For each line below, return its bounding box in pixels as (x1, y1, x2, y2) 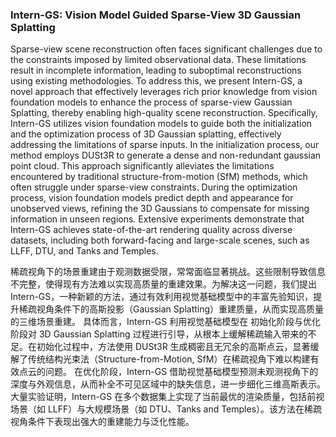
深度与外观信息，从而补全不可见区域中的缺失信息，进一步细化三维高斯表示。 (10, 378, 326, 390)
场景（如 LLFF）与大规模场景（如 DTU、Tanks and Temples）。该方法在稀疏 (10, 403, 323, 415)
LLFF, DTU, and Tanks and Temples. (10, 245, 159, 257)
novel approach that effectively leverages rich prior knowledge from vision (10, 86, 318, 98)
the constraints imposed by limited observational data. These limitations (10, 54, 307, 66)
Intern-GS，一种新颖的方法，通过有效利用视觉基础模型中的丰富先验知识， (10, 291, 314, 303)
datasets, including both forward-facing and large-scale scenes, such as (10, 234, 310, 247)
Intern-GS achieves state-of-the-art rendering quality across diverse (10, 224, 293, 236)
